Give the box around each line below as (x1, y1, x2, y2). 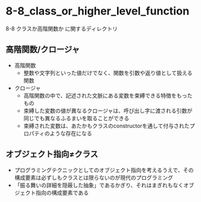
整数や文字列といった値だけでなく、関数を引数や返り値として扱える (23, 69, 193, 76)
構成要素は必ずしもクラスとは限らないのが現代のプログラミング (14, 174, 173, 181)
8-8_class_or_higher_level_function (5, 4, 190, 18)
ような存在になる (49, 129, 92, 137)
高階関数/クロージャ (5, 44, 80, 55)
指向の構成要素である (35, 189, 89, 196)
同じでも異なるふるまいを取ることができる (23, 114, 130, 122)
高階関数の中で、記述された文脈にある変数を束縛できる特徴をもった (23, 92, 193, 99)
